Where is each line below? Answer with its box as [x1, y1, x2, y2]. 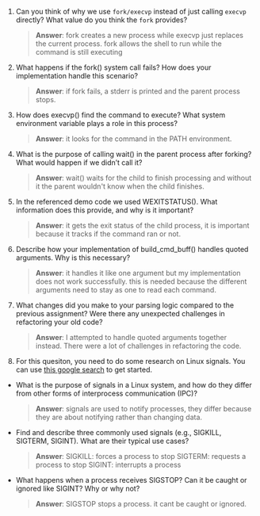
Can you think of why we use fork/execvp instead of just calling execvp [15, 7, 247, 16]
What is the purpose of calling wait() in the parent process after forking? [15, 150, 252, 159]
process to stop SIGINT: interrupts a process [35, 460, 182, 469]
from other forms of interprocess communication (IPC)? [15, 388, 198, 398]
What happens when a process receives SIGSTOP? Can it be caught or [15, 476, 247, 484]
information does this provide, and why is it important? [15, 205, 194, 215]
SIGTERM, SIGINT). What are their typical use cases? [15, 436, 189, 445]
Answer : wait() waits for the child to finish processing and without [35, 174, 252, 182]
